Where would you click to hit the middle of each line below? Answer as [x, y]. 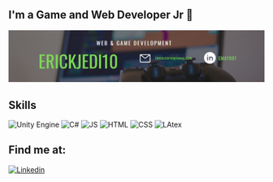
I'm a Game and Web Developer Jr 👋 [101, 15]
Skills [22, 105]
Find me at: [37, 150]
